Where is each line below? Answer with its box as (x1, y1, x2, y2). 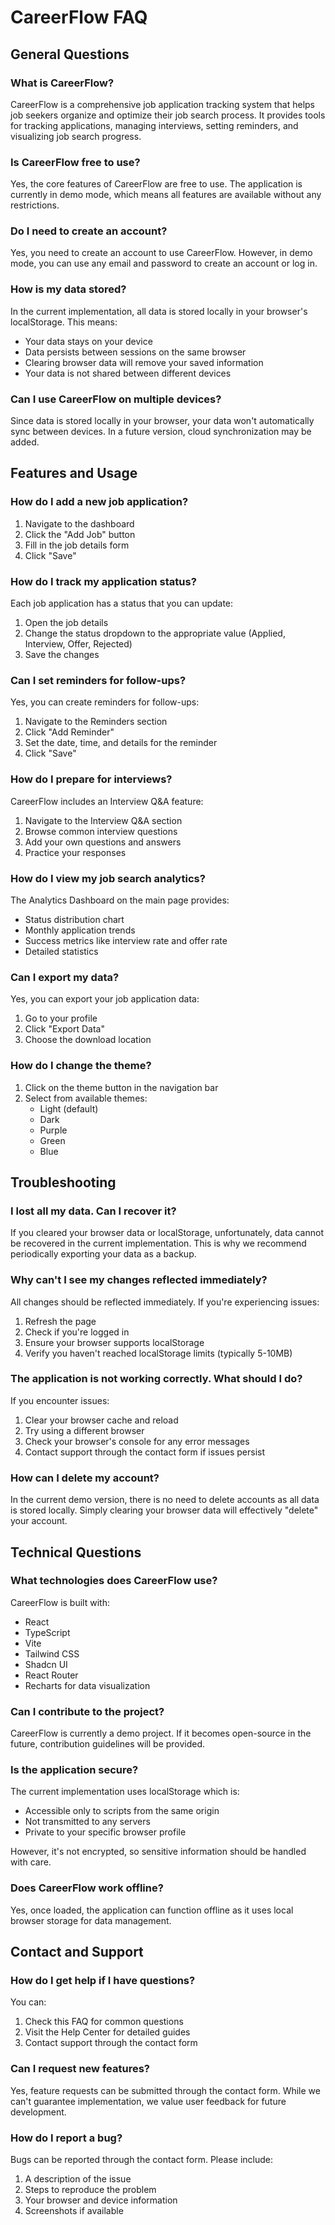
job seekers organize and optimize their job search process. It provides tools (10, 109, 326, 121)
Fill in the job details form (24, 539, 130, 551)
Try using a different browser (24, 1424, 145, 1436)
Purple (39, 1124, 68, 1136)
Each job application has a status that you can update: (10, 597, 234, 610)
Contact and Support (10, 1944, 144, 1961)
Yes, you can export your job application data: (10, 993, 200, 1005)
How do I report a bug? (10, 2131, 123, 2145)
